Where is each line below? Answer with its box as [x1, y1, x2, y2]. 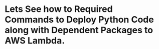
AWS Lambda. [5, 35, 65, 47]
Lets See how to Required [5, 3, 113, 15]
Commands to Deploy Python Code [5, 14, 154, 25]
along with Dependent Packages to [5, 25, 153, 36]
